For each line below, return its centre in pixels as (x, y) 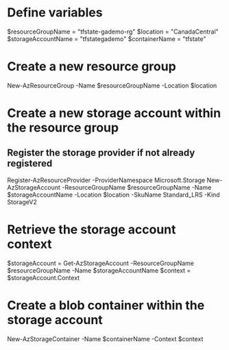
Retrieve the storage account (92, 230)
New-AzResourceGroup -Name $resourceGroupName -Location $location (112, 85)
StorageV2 (22, 202)
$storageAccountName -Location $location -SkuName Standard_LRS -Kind (114, 195)
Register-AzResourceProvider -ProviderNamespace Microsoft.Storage (106, 180)
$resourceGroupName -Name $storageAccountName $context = (99, 270)
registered (30, 163)
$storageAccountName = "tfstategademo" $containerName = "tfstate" (107, 38)
